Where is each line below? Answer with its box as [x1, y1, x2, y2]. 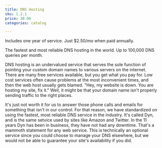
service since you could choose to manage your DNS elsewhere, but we [5, 133, 149, 138]
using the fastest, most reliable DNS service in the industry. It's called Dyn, [5, 112, 154, 118]
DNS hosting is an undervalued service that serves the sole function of [5, 62, 146, 67]
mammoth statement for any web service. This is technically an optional [5, 127, 148, 133]
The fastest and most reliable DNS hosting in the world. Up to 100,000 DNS [5, 47, 155, 53]
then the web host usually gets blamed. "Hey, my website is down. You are [5, 82, 154, 88]
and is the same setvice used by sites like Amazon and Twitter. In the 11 [5, 117, 147, 123]
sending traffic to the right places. [5, 93, 73, 98]
